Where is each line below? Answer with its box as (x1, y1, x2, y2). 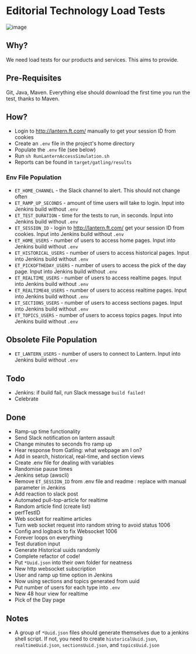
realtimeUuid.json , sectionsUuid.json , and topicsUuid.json (14, 641, 160, 648)
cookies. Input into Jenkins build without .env (14, 230, 124, 237)
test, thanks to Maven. (6, 95, 60, 102)
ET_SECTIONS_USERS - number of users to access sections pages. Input (14, 299, 183, 306)
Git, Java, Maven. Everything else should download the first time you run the (6, 89, 190, 96)
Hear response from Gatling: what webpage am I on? (14, 447, 142, 454)
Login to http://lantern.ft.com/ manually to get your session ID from (14, 127, 176, 134)
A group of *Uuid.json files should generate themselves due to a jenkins (14, 629, 189, 636)
